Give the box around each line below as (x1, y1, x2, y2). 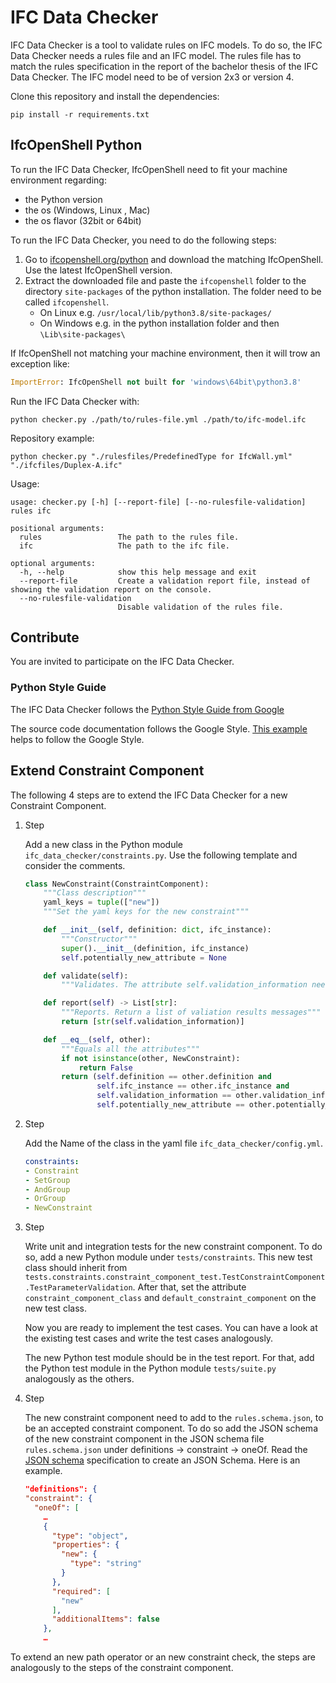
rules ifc (10, 506, 52, 516)
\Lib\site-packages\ (39, 329, 126, 340)
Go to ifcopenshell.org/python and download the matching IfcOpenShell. (24, 253, 324, 265)
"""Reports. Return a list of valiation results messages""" (61, 1007, 322, 1018)
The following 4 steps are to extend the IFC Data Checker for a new (10, 789, 288, 801)
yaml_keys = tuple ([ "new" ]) (43, 897, 160, 908)
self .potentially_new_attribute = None (61, 952, 227, 963)
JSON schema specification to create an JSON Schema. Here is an (24, 1454, 301, 1466)
